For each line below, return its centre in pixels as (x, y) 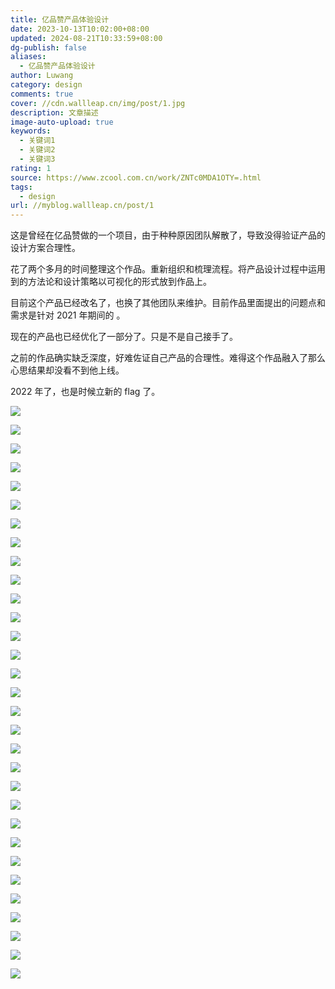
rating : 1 (31, 168)
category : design (46, 85)
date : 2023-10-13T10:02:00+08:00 (80, 29)
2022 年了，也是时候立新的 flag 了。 (85, 392)
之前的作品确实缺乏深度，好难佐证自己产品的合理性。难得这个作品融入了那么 (168, 358)
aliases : (28, 57)
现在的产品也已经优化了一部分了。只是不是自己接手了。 (124, 337)
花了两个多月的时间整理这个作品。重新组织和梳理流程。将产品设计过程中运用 (168, 269)
